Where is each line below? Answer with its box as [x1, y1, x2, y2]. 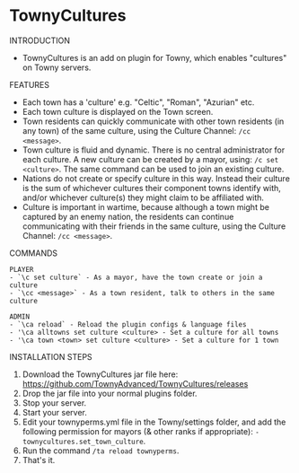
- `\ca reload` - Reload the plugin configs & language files [9, 320, 247, 328]
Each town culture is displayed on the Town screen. [22, 106, 214, 117]
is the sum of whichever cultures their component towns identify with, [22, 182, 281, 193]
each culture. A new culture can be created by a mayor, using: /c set [22, 153, 279, 164]
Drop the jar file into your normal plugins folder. [22, 388, 198, 399]
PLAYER [9, 265, 34, 274]
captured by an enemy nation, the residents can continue [22, 211, 234, 222]
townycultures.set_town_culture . [22, 435, 146, 446]
